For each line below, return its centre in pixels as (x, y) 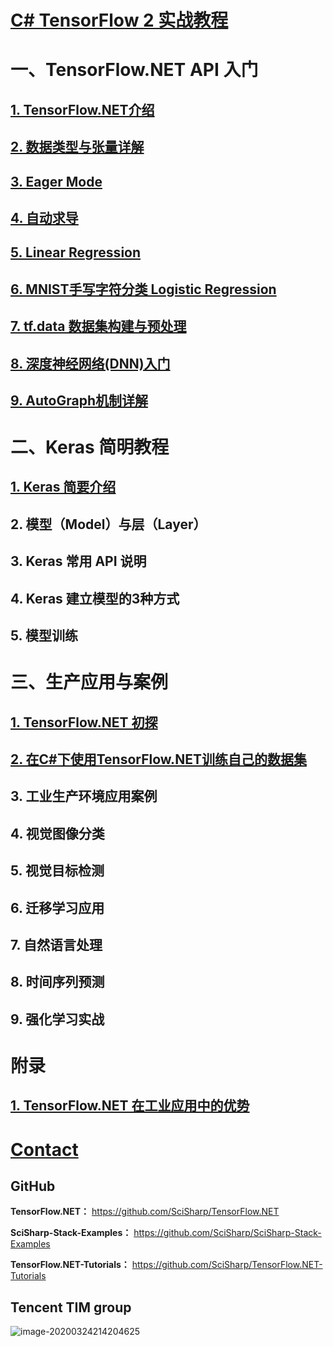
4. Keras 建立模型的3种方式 (95, 598)
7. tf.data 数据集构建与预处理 (98, 326)
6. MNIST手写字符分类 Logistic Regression (143, 289)
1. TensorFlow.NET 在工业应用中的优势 (130, 1106)
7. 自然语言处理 (56, 944)
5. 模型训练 (44, 636)
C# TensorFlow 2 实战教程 (119, 20)
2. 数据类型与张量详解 (77, 147)
